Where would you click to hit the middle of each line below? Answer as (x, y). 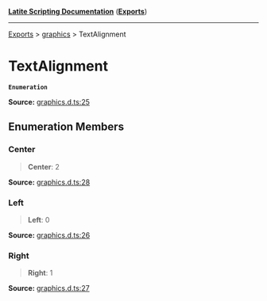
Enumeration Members (66, 127)
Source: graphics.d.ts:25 (49, 101)
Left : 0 (39, 219)
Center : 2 (43, 166)
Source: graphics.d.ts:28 (49, 182)
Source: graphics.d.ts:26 (49, 235)
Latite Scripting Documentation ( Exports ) (78, 11)
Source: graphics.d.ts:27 (49, 288)
